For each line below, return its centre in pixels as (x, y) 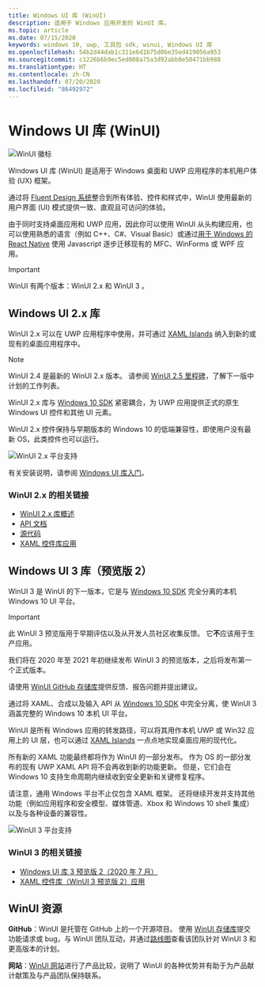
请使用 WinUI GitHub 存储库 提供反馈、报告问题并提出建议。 (105, 687)
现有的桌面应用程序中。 (46, 344)
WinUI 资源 (35, 908)
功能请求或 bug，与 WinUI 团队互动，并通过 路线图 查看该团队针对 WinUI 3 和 (132, 939)
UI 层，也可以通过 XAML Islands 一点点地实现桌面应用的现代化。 (136, 740)
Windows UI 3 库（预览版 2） (80, 571)
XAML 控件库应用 (48, 543)
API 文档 (33, 524)
